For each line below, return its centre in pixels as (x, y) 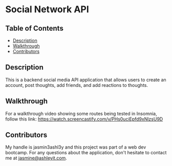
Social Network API (47, 9)
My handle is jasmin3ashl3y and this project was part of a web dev (76, 147)
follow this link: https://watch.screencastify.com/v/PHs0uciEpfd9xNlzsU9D (84, 119)
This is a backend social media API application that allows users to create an (86, 80)
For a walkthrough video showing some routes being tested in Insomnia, (81, 113)
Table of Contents (35, 28)
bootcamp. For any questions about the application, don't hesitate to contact (86, 153)
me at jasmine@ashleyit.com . (36, 158)
